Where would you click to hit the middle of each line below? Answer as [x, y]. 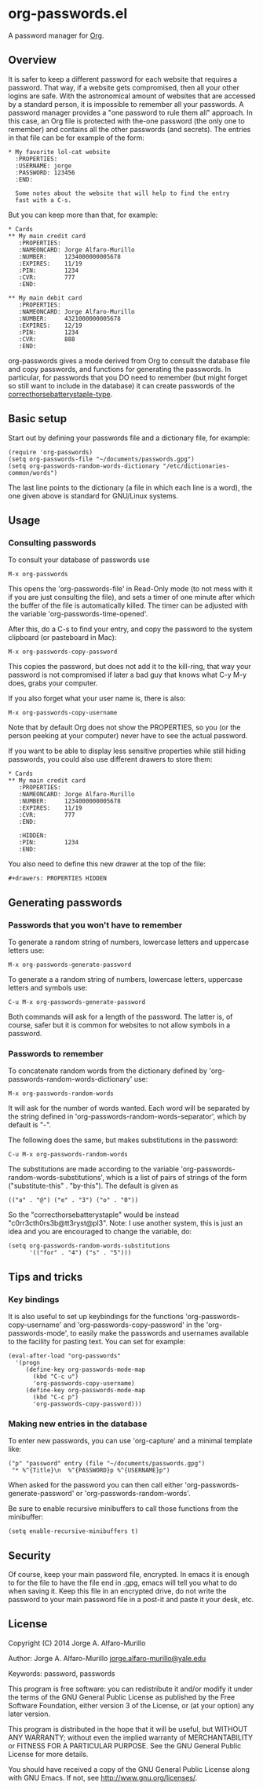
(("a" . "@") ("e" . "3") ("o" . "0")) [73, 1200]
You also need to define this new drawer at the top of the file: [107, 864]
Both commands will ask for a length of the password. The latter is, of [121, 1016]
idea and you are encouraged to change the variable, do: [100, 1232]
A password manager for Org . [56, 35]
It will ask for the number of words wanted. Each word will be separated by [129, 1108]
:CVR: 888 [47, 339]
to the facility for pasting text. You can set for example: [97, 1341]
